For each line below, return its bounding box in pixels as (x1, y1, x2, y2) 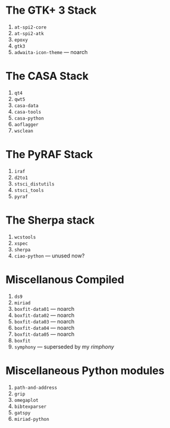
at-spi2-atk (14, 30, 44, 36)
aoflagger (14, 121, 39, 128)
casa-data (14, 102, 39, 109)
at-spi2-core (14, 24, 47, 30)
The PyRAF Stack (5, 148, 93, 161)
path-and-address (14, 385, 58, 391)
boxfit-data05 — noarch (14, 331, 75, 338)
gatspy (14, 410, 31, 416)
